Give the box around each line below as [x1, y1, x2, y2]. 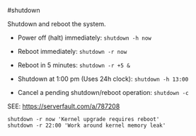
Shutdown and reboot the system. [7, 20, 106, 28]
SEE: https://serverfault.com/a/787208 [7, 102, 120, 110]
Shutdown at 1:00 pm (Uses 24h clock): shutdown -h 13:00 [17, 74, 189, 83]
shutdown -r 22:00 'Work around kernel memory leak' [7, 122, 166, 129]
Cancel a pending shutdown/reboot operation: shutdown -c [17, 89, 189, 96]
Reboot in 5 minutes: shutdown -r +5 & [17, 61, 131, 69]
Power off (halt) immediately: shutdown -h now [17, 33, 152, 42]
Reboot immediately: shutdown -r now [17, 47, 127, 55]
